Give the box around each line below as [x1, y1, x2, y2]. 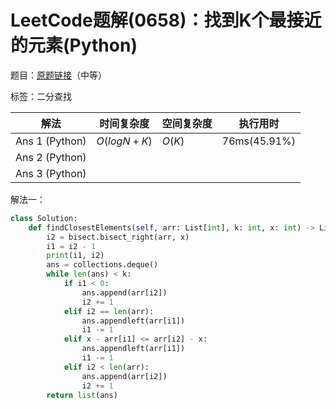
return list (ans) [46, 390, 118, 400]
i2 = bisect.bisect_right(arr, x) [46, 232, 190, 242]
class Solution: [10, 213, 78, 223]
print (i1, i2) [46, 251, 105, 261]
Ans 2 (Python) [15, 150, 87, 164]
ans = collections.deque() [46, 260, 159, 270]
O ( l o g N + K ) [96, 134, 153, 148]
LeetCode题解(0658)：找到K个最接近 [10, 9, 322, 32]
